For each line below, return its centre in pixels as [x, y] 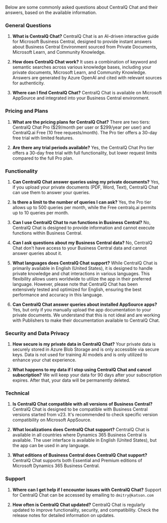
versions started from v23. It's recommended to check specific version [85, 415]
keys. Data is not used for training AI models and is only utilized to [80, 355]
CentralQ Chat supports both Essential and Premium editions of [77, 461]
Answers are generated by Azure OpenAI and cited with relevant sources [87, 78]
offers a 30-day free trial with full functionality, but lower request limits [84, 153]
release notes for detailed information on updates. [64, 515]
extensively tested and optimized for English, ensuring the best [77, 289]
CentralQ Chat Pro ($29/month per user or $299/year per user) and [81, 127]
